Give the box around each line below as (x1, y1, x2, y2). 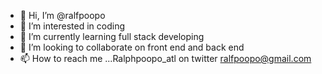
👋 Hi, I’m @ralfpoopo (19, 10, 106, 21)
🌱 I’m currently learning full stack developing (19, 31, 205, 42)
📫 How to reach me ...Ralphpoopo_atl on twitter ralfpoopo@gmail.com (19, 53, 312, 64)
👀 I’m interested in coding (19, 20, 126, 32)
